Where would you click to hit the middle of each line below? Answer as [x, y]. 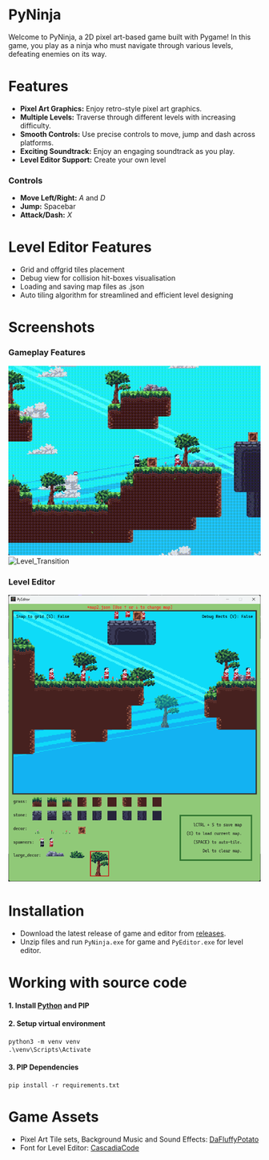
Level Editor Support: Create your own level [93, 160]
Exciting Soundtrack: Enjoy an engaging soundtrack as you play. [127, 151]
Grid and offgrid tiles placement [72, 269]
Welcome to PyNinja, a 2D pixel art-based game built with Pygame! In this [130, 37]
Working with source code [98, 983]
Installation [46, 911]
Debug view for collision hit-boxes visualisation [98, 278]
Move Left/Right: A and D [62, 198]
